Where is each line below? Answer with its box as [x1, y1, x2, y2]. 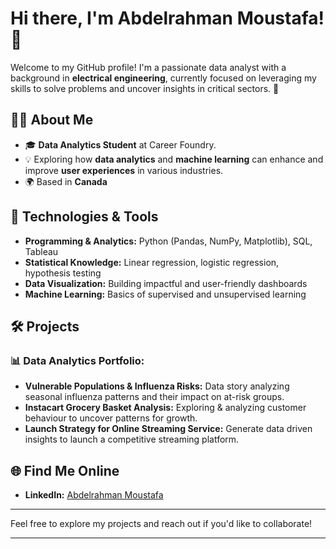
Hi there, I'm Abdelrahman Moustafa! [10, 7, 325, 30]
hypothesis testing [24, 267, 102, 279]
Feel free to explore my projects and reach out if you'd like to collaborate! [10, 518, 313, 530]
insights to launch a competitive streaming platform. [24, 433, 240, 446]
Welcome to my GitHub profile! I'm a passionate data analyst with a [10, 61, 287, 73]
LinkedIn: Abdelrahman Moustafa [24, 489, 164, 501]
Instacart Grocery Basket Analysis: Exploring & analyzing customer [24, 402, 307, 414]
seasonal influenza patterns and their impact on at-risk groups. [24, 391, 285, 403]
